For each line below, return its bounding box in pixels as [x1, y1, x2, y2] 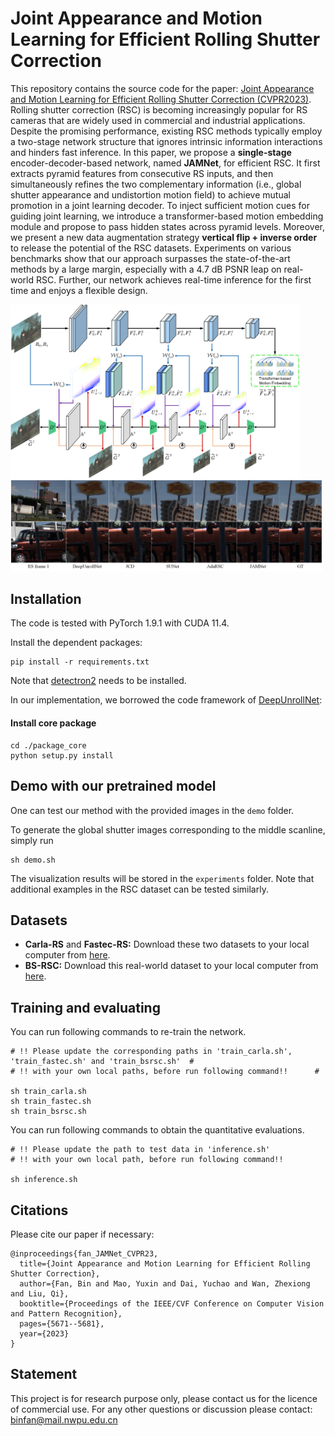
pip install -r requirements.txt [10, 657, 150, 667]
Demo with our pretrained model [10, 778, 217, 795]
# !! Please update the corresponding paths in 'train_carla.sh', [10, 1047, 293, 1057]
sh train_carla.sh [10, 1087, 87, 1097]
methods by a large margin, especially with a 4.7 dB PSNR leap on [10, 263, 282, 275]
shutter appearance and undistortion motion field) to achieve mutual [10, 188, 291, 201]
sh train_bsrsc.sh [10, 1107, 87, 1117]
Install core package [10, 717, 97, 729]
